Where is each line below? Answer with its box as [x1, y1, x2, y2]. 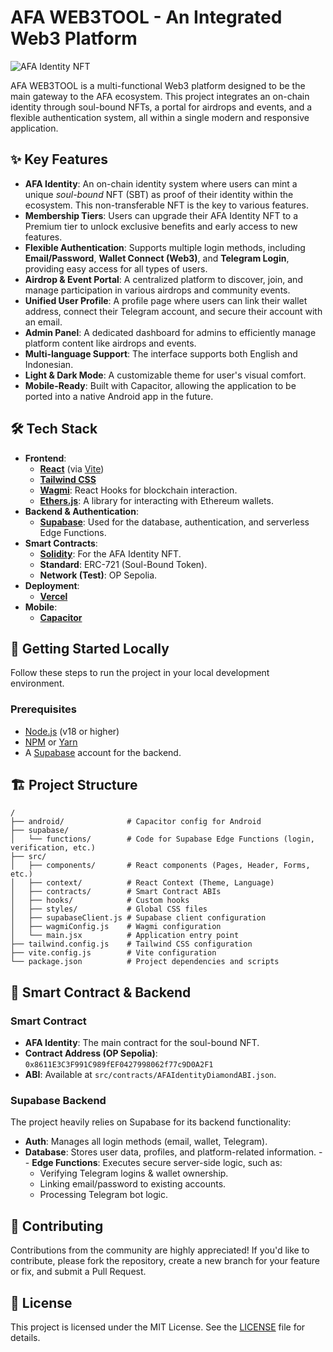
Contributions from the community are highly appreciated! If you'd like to [10, 1244, 310, 1256]
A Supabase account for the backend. [24, 746, 182, 758]
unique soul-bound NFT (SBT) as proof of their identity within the [24, 188, 294, 200]
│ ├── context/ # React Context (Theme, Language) [10, 878, 275, 888]
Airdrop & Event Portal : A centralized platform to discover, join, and [24, 273, 303, 285]
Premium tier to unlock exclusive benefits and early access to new [24, 220, 298, 232]
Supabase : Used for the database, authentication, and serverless [39, 516, 310, 528]
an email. [24, 316, 63, 328]
